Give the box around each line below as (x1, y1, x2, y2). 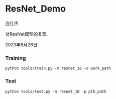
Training (5, 54, 26, 61)
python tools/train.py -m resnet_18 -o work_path (5, 66, 111, 71)
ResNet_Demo (5, 3, 66, 15)
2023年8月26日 (5, 41, 38, 48)
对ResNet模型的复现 (5, 31, 47, 37)
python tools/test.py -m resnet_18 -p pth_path (5, 89, 107, 94)
